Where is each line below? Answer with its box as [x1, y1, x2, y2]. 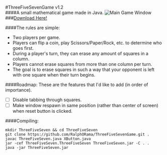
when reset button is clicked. [12, 108, 73, 114]
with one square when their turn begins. [12, 72, 96, 77]
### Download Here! [5, 15, 47, 21]
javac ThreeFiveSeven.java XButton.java [5, 136, 92, 141]
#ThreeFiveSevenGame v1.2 [5, 5, 64, 10]
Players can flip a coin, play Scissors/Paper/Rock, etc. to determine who [12, 40, 162, 46]
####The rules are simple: [5, 25, 60, 31]
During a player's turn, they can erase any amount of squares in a [12, 50, 148, 56]
